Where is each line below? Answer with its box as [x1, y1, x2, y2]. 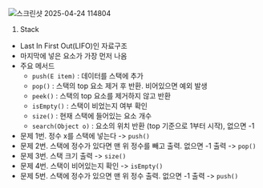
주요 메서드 [19, 61, 55, 70]
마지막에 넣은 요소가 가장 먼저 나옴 [19, 51, 127, 60]
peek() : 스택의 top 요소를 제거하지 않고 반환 [31, 91, 171, 100]
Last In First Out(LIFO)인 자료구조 [19, 41, 128, 50]
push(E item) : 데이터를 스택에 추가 [31, 71, 144, 80]
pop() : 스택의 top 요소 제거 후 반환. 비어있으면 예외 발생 [31, 81, 208, 90]
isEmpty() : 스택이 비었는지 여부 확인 [31, 101, 148, 110]
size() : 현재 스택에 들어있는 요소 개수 [31, 111, 152, 120]
